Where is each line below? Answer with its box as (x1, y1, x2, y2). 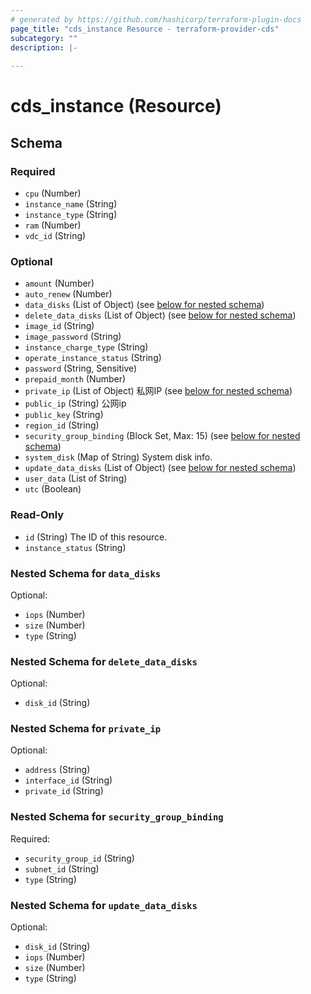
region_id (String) (24, 419, 100, 431)
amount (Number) (24, 277, 95, 290)
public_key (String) (24, 409, 104, 421)
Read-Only (10, 508, 65, 522)
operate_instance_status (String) (24, 352, 162, 364)
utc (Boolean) (24, 483, 82, 495)
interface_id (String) (24, 774, 113, 786)
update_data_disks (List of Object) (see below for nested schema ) (24, 462, 297, 474)
